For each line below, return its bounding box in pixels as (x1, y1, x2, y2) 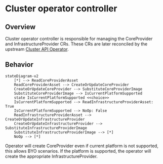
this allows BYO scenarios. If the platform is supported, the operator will (5, 148, 152, 154)
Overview (5, 23, 36, 31)
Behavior (5, 60, 34, 69)
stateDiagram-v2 (5, 74, 39, 79)
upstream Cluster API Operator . (5, 46, 69, 52)
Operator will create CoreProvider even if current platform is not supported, (5, 143, 159, 149)
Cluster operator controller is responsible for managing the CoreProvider (5, 36, 153, 41)
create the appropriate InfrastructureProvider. (5, 153, 98, 159)
